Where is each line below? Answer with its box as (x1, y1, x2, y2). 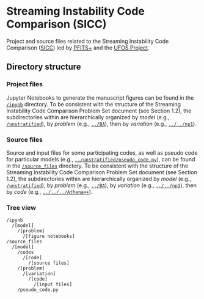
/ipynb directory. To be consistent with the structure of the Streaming (6, 100, 181, 108)
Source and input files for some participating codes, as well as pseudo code (6, 149, 198, 157)
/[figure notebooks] (22, 234, 75, 240)
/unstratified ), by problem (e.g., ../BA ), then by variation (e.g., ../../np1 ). (6, 120, 197, 127)
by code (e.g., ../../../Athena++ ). (6, 188, 93, 195)
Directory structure (6, 62, 81, 72)
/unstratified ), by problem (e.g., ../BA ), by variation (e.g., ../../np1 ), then (6, 182, 197, 189)
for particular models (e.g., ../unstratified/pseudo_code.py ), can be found (6, 155, 195, 163)
